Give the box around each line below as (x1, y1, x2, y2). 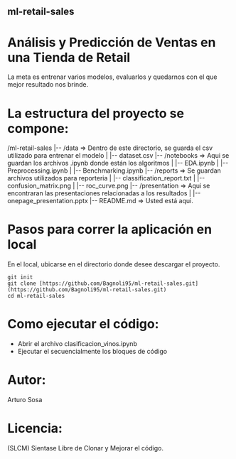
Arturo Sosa (7, 396, 43, 404)
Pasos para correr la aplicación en (7, 222, 212, 237)
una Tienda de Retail (7, 49, 131, 65)
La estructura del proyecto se (7, 105, 185, 121)
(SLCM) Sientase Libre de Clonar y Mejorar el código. (7, 444, 163, 453)
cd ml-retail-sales (7, 293, 65, 300)
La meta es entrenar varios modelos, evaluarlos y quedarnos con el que (7, 72, 218, 81)
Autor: (7, 372, 46, 388)
